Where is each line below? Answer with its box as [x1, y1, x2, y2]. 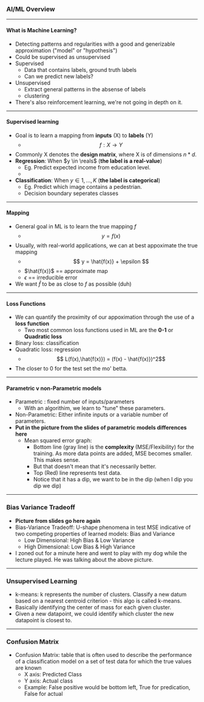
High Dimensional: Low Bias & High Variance [24, 543, 135, 550]
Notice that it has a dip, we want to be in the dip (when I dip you [33, 476, 193, 483]
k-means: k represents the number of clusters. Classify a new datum [15, 590, 187, 598]
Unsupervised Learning [6, 576, 78, 585]
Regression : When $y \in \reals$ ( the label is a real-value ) [15, 157, 163, 165]
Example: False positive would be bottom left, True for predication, [24, 684, 191, 691]
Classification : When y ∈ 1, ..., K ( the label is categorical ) [15, 176, 161, 184]
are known [15, 664, 42, 672]
